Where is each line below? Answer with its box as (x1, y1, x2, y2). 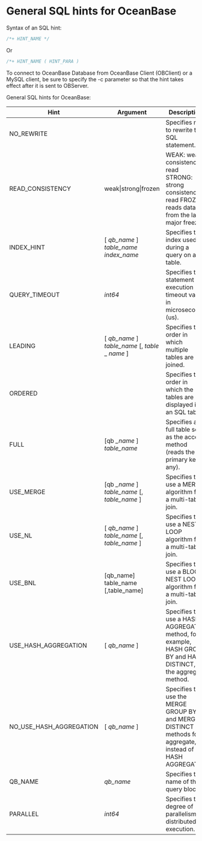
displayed (165, 400, 194, 409)
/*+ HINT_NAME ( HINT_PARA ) (6, 58, 79, 64)
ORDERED (9, 389, 38, 397)
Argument (117, 108, 147, 116)
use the (165, 692, 187, 701)
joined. (165, 360, 185, 368)
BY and (165, 652, 186, 660)
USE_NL (9, 531, 32, 539)
